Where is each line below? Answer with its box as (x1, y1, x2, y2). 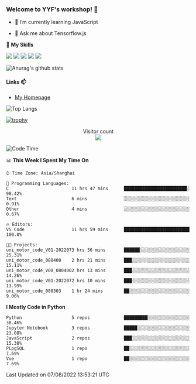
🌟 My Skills (6, 41, 34, 49)
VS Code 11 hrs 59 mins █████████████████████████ (6, 227, 190, 232)
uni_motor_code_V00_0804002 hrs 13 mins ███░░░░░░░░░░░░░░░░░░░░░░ (6, 268, 190, 273)
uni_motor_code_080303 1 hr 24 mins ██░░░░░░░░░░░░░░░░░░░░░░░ (6, 288, 190, 294)
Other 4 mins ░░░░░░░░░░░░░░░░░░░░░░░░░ (6, 206, 190, 212)
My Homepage (14, 94, 51, 101)
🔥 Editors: (6, 221, 33, 227)
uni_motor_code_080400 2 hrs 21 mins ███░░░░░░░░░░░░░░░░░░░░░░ (6, 257, 190, 263)
